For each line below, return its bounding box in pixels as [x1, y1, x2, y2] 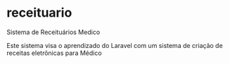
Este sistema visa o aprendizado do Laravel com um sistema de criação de [6, 41, 223, 49]
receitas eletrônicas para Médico [6, 49, 103, 57]
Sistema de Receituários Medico [6, 28, 101, 36]
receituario [6, 5, 72, 21]
